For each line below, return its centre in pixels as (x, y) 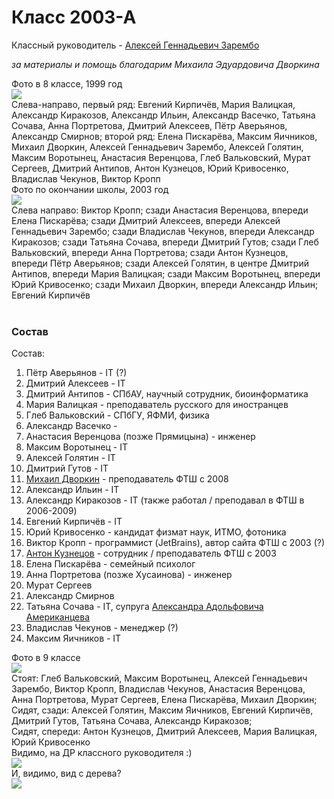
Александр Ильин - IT (72, 490)
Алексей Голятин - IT (70, 458)
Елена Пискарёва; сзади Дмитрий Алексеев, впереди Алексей (146, 220)
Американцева (58, 617)
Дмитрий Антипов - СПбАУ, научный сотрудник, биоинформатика (167, 394)
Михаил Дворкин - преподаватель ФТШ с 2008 (127, 479)
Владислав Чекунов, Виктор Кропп (86, 178)
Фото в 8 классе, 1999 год (67, 83)
